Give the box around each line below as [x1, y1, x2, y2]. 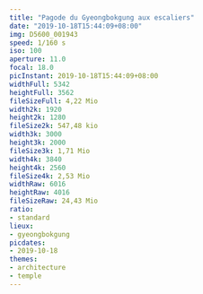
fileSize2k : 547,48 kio [9, 122, 99, 131]
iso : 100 [9, 47, 42, 56]
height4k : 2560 [9, 163, 66, 172]
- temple [9, 272, 42, 281]
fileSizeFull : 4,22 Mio [9, 96, 99, 106]
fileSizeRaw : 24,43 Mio [9, 196, 99, 206]
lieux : [9, 221, 34, 230]
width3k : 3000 [9, 130, 63, 139]
